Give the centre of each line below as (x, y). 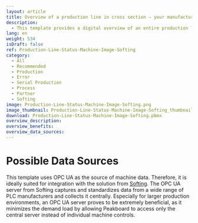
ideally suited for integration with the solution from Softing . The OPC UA (93, 184)
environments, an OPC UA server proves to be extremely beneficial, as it (94, 202)
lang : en (17, 34)
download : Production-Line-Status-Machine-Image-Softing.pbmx (84, 115)
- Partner (23, 94)
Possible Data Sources (62, 161)
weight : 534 (21, 39)
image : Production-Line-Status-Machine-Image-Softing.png (79, 104)
